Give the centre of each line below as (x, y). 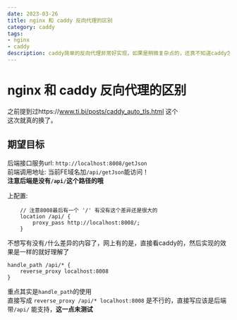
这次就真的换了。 (32, 120)
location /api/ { (45, 216)
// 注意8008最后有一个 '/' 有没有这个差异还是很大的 (89, 210)
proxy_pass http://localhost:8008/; (86, 223)
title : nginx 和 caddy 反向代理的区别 (60, 20)
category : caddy (31, 27)
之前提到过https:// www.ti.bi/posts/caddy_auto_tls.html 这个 (93, 111)
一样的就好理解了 (44, 251)
